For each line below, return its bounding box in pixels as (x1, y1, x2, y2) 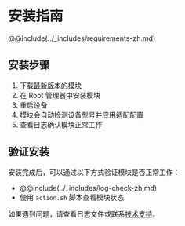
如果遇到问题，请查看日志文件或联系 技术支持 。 (8, 209, 159, 218)
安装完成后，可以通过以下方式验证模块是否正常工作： (8, 167, 180, 177)
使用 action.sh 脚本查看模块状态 (19, 192, 125, 202)
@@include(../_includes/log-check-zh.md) (19, 183, 158, 192)
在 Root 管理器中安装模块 (19, 90, 100, 100)
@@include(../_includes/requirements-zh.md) (8, 33, 156, 43)
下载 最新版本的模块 (19, 80, 82, 90)
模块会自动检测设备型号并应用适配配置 (19, 110, 143, 119)
